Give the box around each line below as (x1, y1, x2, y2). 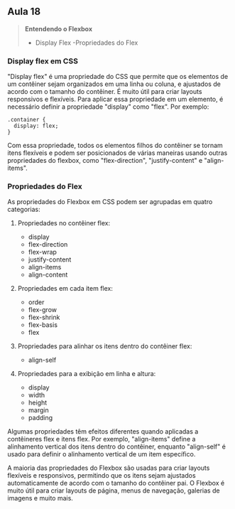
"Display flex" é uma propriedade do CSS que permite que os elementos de (7, 73, 229, 81)
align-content (28, 270, 68, 279)
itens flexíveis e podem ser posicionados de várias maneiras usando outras (7, 149, 228, 157)
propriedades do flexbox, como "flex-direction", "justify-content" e (7, 156, 203, 165)
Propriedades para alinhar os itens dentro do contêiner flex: (17, 342, 192, 350)
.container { (7, 117, 46, 124)
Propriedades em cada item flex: (17, 284, 114, 293)
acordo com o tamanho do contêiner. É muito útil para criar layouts (7, 87, 202, 96)
